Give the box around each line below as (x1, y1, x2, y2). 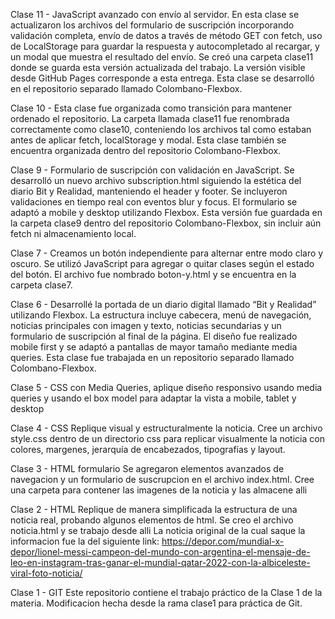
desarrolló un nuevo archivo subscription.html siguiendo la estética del (10, 175, 302, 186)
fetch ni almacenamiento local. (10, 228, 137, 239)
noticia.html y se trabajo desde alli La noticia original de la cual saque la (10, 525, 306, 536)
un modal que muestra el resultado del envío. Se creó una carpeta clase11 (10, 51, 314, 63)
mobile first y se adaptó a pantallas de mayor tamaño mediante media (10, 341, 298, 353)
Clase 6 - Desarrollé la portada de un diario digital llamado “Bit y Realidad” (10, 299, 317, 310)
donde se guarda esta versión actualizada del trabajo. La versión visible (10, 62, 306, 73)
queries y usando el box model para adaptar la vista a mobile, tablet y (10, 392, 297, 404)
